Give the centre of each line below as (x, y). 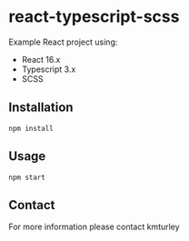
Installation (41, 108)
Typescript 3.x (49, 69)
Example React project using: (63, 42)
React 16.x (41, 59)
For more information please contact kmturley (94, 227)
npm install (31, 128)
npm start (27, 177)
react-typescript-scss (94, 17)
